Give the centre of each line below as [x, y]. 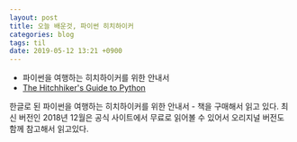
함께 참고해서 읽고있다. [49, 129]
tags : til [28, 43]
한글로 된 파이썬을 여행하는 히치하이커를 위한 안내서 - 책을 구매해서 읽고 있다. [144, 106]
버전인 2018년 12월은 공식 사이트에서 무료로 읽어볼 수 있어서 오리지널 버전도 [152, 118]
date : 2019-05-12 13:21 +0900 [66, 51]
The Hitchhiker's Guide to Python [84, 88]
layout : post [34, 18]
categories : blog [42, 34]
